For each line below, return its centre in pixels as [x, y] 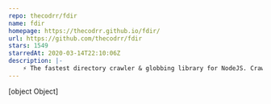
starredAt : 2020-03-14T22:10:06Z [65, 53]
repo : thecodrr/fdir [43, 16]
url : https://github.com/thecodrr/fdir [75, 38]
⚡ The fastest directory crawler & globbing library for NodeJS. [135, 69]
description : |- [35, 61]
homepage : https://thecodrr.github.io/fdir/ [84, 31]
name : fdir [27, 23]
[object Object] [33, 91]
